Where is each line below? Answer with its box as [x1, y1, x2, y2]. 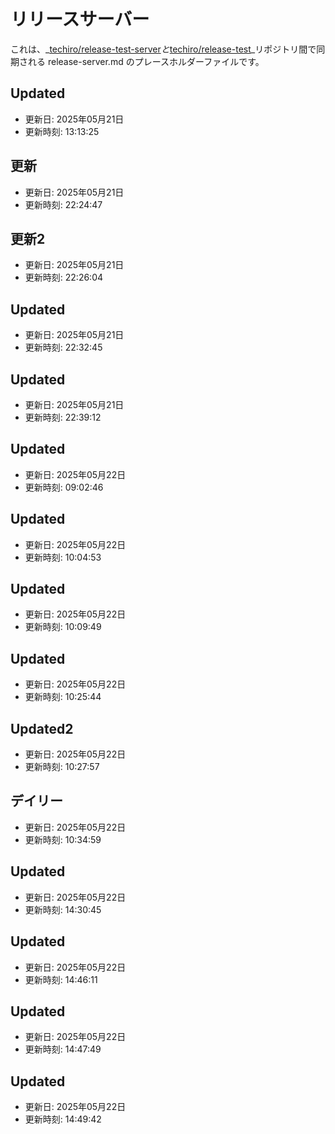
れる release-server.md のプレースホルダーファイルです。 [27, 55, 265, 67]
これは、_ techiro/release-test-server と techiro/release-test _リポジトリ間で [10, 43, 317, 55]
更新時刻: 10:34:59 [24, 833, 102, 845]
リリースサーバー [10, 8, 150, 31]
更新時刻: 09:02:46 [24, 481, 104, 493]
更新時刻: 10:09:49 [24, 621, 102, 633]
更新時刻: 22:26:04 [24, 271, 104, 284]
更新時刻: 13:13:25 [24, 125, 100, 137]
